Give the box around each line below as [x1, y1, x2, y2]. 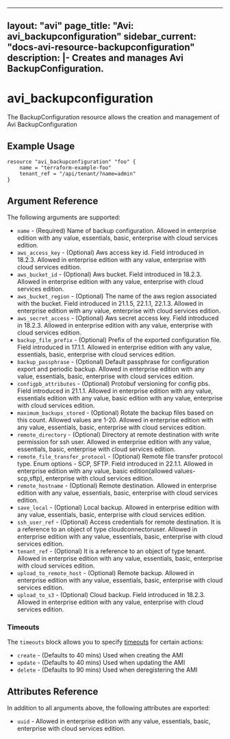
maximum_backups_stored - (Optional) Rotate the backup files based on [16, 409, 214, 417]
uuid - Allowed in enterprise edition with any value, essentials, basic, [16, 717, 211, 725]
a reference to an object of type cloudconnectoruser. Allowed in [16, 525, 198, 533]
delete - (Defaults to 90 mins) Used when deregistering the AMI [16, 666, 198, 674]
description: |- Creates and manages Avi [7, 52, 183, 64]
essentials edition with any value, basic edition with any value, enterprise [16, 393, 223, 402]
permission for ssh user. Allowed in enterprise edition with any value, [16, 437, 212, 446]
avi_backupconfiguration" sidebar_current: [7, 31, 196, 43]
